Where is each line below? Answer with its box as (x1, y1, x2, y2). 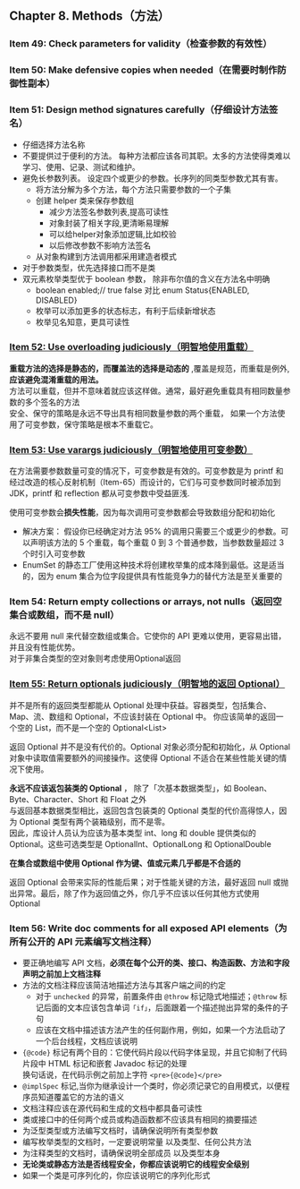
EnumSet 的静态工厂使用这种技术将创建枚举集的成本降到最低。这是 (21, 560, 270, 570)
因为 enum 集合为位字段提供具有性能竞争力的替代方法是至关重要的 (37, 571, 283, 582)
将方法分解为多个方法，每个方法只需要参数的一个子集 (35, 184, 232, 194)
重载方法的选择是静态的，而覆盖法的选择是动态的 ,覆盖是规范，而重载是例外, (9, 363, 290, 373)
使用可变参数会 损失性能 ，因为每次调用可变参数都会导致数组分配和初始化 (9, 507, 275, 518)
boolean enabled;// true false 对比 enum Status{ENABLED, (35, 285, 250, 295)
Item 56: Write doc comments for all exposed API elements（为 (9, 921, 287, 934)
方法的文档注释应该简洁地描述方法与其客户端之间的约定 (21, 979, 226, 991)
